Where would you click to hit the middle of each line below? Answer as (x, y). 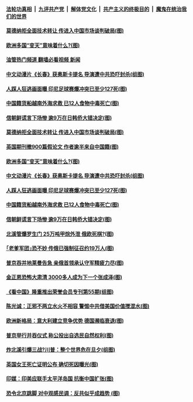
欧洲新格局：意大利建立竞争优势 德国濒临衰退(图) (65, 321)
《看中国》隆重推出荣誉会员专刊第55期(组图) (60, 292)
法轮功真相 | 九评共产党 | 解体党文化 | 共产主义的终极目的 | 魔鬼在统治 (94, 9)
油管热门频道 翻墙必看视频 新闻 (43, 60)
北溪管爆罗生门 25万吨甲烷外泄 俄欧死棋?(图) (60, 234)
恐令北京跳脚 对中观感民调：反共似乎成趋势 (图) (63, 393)
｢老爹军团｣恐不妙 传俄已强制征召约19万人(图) (60, 248)
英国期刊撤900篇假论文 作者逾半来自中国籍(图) (62, 147)
